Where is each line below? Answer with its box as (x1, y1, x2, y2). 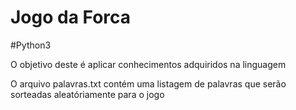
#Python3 (10, 39, 52, 51)
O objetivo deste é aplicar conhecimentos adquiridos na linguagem (10, 58, 287, 70)
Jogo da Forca (10, 6, 132, 29)
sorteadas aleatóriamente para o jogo (10, 88, 165, 100)
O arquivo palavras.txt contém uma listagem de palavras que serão (10, 77, 287, 90)
